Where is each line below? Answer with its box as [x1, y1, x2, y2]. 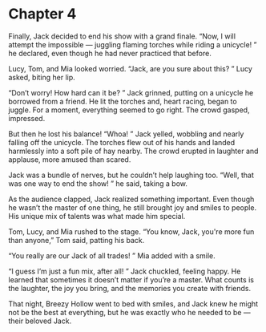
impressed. [8, 113, 46, 123]
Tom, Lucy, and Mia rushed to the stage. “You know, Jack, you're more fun [8, 226, 255, 237]
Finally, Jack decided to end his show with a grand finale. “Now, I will [8, 31, 236, 41]
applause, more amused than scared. [8, 154, 131, 164]
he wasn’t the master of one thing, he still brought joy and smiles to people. [8, 202, 257, 213]
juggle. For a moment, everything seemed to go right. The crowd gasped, [8, 105, 250, 115]
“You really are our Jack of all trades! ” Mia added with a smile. [8, 250, 216, 261]
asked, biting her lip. [8, 72, 76, 82]
